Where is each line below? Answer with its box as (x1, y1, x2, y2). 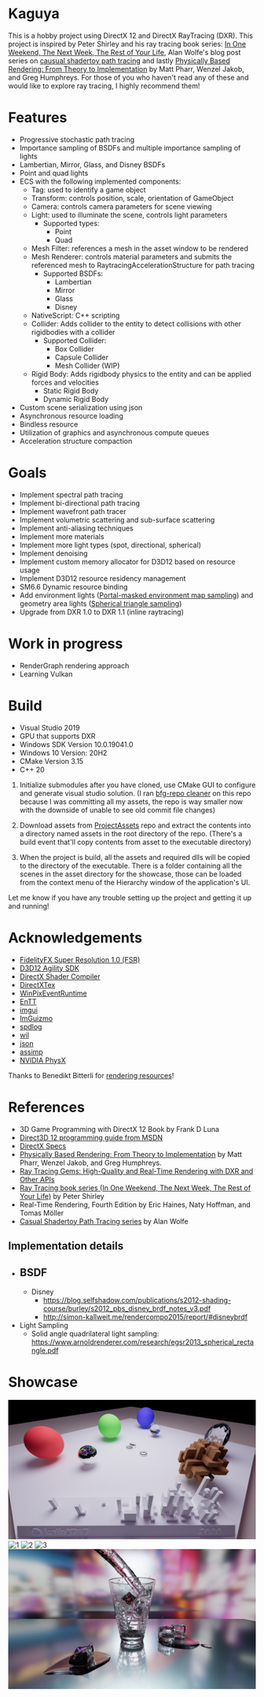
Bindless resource (19, 419, 79, 429)
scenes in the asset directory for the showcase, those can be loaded (19, 869, 242, 879)
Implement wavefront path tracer (19, 506, 126, 516)
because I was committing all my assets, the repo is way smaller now (19, 797, 244, 806)
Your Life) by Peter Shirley (19, 1191, 104, 1200)
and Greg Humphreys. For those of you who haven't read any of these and (8, 73, 249, 82)
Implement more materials (19, 531, 104, 541)
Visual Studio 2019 (19, 723, 80, 732)
